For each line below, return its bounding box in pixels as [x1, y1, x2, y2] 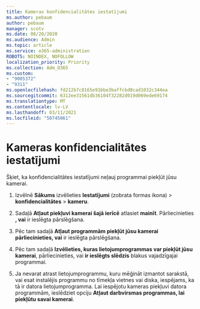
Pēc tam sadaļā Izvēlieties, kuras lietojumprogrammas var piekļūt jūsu [14, 246, 193, 253]
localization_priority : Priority [6, 59, 90, 65]
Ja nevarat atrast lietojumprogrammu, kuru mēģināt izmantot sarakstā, [14, 270, 189, 277]
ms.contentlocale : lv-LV [6, 103, 68, 110]
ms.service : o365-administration [6, 48, 90, 54]
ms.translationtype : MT [6, 98, 66, 104]
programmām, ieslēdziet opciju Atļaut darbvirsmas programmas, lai [14, 289, 185, 296]
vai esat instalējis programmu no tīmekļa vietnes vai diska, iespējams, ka [14, 277, 195, 284]
